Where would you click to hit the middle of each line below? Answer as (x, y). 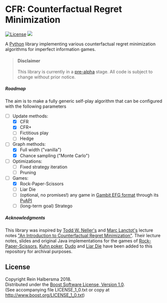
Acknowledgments (25, 218)
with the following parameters (36, 106)
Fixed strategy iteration (44, 167)
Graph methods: (29, 144)
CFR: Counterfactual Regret (64, 9)
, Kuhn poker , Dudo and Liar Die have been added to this (95, 246)
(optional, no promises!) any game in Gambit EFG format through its (89, 195)
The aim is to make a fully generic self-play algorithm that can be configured (84, 101)
